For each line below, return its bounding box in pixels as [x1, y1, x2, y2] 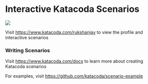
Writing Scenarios [5, 47, 50, 54]
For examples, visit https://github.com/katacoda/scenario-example [5, 73, 143, 79]
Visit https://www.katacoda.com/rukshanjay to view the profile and [5, 29, 143, 35]
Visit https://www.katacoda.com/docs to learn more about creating [5, 58, 143, 64]
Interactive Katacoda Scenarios [5, 3, 139, 15]
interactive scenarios [5, 34, 49, 40]
